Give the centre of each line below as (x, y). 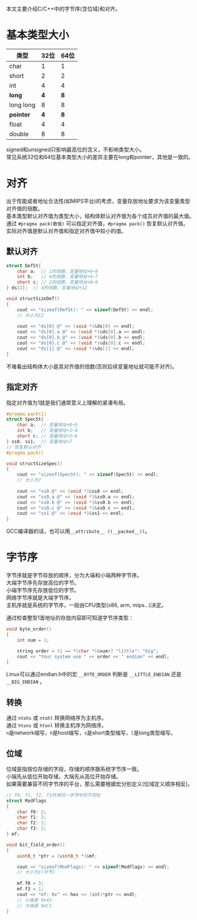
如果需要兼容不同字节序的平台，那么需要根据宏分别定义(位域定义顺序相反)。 (100, 784)
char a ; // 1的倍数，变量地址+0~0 (58, 271)
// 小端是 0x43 (34, 900)
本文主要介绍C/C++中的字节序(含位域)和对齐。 (64, 9)
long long (22, 105)
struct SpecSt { (25, 419)
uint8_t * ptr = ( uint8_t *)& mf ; (57, 856)
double (19, 134)
